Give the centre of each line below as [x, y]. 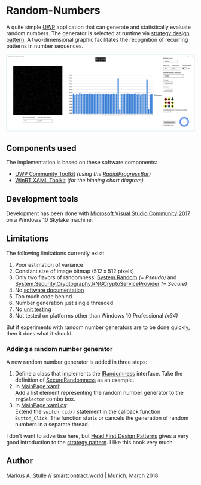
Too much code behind [43, 296]
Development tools [42, 199]
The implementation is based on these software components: [82, 162]
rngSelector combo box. [45, 399]
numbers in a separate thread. [52, 424]
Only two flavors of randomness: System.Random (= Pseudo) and [96, 277]
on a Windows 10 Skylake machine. [50, 219]
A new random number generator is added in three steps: [77, 362]
